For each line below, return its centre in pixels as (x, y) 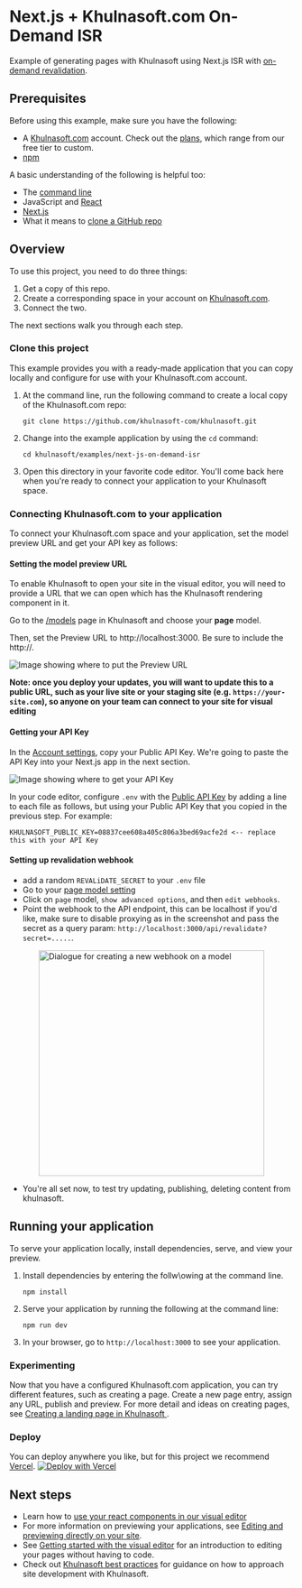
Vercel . (23, 1466)
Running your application (82, 1227)
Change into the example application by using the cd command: (140, 438)
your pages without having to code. (88, 1555)
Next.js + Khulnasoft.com (107, 17)
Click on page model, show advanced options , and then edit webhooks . (151, 899)
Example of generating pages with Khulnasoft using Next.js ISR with (135, 60)
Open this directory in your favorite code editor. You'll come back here (153, 471)
